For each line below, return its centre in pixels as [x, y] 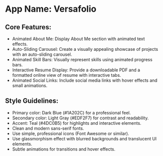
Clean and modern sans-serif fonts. [48, 128]
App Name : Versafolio [51, 9]
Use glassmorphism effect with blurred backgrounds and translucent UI [84, 138]
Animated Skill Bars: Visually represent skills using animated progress [82, 59]
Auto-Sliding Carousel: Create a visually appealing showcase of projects [85, 49]
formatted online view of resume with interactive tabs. [67, 75]
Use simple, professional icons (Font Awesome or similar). [71, 134]
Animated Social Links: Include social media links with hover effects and [85, 80]
